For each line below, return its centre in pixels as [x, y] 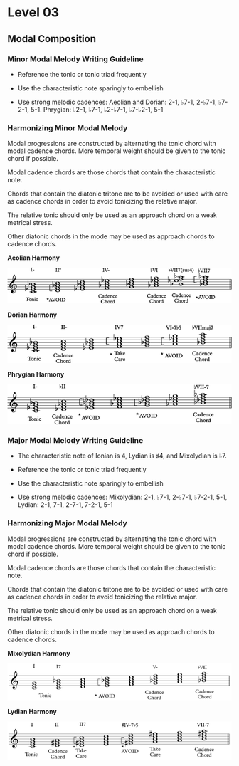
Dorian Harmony [32, 315]
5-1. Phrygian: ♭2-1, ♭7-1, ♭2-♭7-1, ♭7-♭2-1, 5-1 [97, 109]
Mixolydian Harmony [39, 653]
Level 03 [33, 12]
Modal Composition [52, 39]
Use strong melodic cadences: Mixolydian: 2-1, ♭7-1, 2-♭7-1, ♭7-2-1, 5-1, [122, 497]
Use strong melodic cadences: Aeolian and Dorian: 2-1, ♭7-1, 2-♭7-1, [117, 102]
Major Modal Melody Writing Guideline [75, 441]
